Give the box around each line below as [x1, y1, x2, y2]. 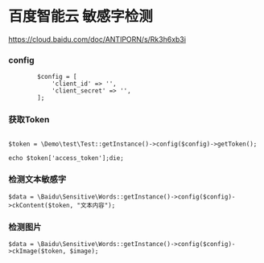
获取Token [8, 114, 50, 125]
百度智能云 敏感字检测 [8, 7, 153, 26]
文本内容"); [80, 201, 116, 209]
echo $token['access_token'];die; [8, 154, 125, 162]
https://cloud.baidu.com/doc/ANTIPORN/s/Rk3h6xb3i [8, 34, 187, 44]
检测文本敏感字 [8, 174, 67, 185]
